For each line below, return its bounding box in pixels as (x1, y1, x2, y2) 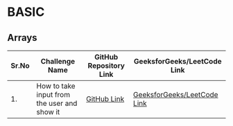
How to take (36, 81, 76, 91)
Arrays (7, 32, 37, 44)
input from (36, 90, 71, 99)
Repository (87, 61, 125, 70)
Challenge (40, 57, 76, 66)
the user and (36, 98, 78, 108)
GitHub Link (86, 94, 125, 104)
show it (36, 107, 60, 116)
